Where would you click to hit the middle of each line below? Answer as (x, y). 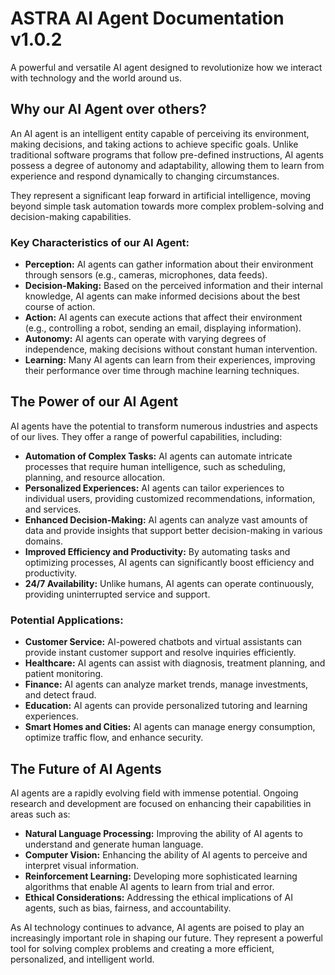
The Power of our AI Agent (94, 402)
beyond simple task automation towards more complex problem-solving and (167, 206)
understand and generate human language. (114, 844)
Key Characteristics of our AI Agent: (100, 242)
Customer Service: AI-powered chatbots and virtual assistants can (163, 642)
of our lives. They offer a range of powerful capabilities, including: (146, 436)
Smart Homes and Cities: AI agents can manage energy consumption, (170, 727)
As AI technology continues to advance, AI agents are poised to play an (157, 927)
